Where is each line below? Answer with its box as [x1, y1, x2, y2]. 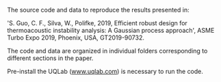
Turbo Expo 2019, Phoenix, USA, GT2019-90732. [7, 33, 145, 42]
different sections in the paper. [7, 54, 94, 62]
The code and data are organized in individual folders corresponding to [7, 47, 208, 55]
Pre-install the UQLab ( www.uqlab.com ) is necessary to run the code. [7, 68, 204, 75]
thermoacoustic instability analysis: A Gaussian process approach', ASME [7, 27, 215, 34]
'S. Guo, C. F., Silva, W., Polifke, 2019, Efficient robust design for [7, 19, 188, 27]
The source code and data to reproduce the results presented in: [7, 6, 190, 14]
